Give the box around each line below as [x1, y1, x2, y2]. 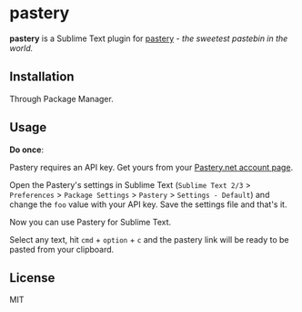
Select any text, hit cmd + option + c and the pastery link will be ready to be [9, 234, 289, 244]
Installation [9, 69, 75, 85]
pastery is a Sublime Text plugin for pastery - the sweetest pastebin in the [9, 33, 288, 44]
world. [9, 42, 34, 53]
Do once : [9, 144, 44, 155]
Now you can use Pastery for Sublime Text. [9, 216, 172, 227]
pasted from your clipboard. [9, 244, 115, 255]
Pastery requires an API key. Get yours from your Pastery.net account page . [9, 161, 294, 172]
